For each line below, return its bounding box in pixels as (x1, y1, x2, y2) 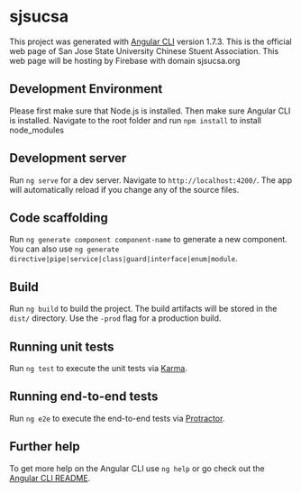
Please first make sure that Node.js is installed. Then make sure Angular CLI (9, 105, 291, 116)
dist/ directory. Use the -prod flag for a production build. (9, 313, 222, 323)
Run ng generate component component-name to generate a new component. (9, 234, 288, 245)
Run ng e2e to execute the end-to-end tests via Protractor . (9, 413, 225, 424)
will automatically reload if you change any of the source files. (9, 184, 240, 195)
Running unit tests (9, 339, 114, 354)
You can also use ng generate (9, 243, 120, 254)
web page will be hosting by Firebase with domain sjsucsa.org (9, 55, 241, 66)
